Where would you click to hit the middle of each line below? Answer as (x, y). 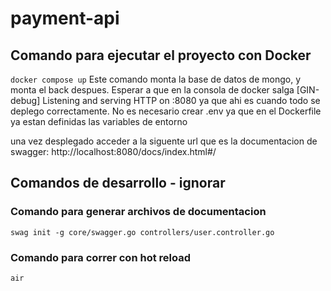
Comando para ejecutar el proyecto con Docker (161, 55)
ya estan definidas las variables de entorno (99, 121)
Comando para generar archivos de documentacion (138, 212)
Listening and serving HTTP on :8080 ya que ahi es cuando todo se (181, 100)
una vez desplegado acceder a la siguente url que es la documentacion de (164, 141)
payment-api (65, 18)
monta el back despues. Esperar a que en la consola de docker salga (152, 90)
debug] (25, 100)
